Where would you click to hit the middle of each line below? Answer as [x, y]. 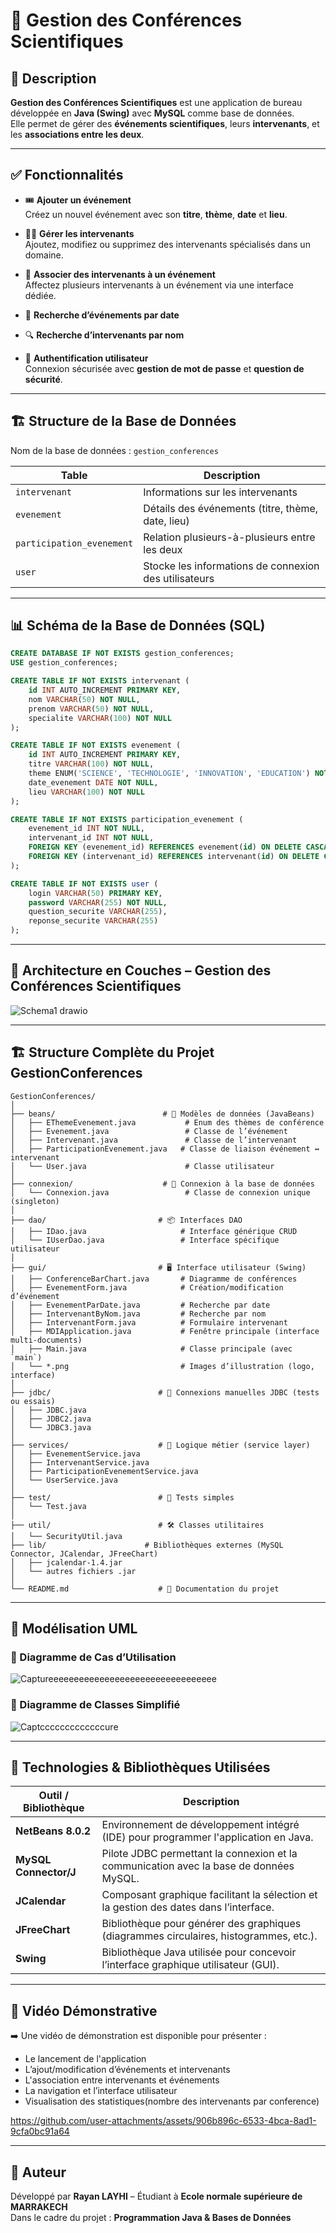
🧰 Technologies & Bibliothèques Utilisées [140, 1767]
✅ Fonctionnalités [67, 175]
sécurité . [43, 379]
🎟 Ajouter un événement [78, 200]
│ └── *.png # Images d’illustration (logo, [162, 1366]
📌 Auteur [38, 2172]
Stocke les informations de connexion [231, 566]
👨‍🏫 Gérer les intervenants [79, 233]
